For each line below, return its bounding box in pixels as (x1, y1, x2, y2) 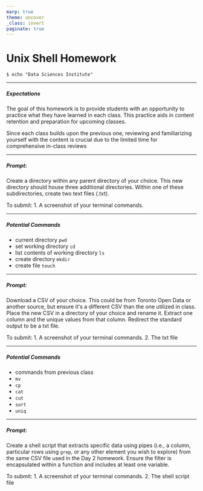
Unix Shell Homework (6, 52, 117, 65)
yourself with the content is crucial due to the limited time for (6, 136, 158, 144)
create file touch (14, 262, 56, 269)
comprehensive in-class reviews (6, 142, 87, 150)
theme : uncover (6, 14, 45, 21)
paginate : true (6, 25, 45, 32)
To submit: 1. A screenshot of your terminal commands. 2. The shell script (6, 473, 190, 480)
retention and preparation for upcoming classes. (6, 118, 127, 125)
